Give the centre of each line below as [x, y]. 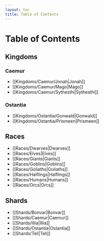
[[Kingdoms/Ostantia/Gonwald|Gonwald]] [55, 116]
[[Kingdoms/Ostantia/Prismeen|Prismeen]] [56, 121]
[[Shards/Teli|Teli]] [31, 234]
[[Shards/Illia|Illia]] [31, 223]
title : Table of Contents [32, 14]
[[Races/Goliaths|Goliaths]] [40, 169]
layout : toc [17, 10]
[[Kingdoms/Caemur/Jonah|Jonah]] [49, 81]
